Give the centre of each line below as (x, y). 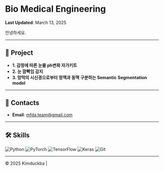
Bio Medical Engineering (55, 9)
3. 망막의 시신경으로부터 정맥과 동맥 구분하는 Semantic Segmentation (80, 77)
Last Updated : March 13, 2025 (36, 22)
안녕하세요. (16, 32)
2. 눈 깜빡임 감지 (28, 71)
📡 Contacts (22, 103)
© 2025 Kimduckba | (26, 163)
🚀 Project (19, 53)
